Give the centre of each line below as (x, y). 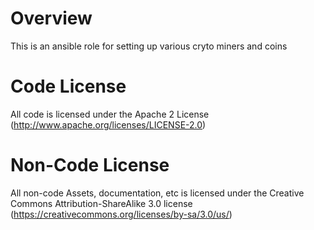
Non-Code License (90, 165)
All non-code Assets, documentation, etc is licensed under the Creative (157, 193)
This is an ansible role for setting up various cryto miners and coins (149, 46)
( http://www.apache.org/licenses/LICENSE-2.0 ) (108, 124)
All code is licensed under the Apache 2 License (110, 114)
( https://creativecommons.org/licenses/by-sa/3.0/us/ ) (121, 214)
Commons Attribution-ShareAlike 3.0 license (101, 203)
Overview (51, 18)
